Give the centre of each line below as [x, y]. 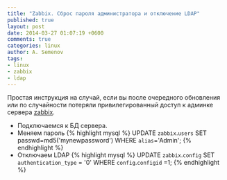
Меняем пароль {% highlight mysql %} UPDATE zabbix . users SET [112, 133]
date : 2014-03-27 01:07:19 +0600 [56, 33]
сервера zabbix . [31, 112]
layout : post [26, 26]
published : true [31, 20]
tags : [15, 59]
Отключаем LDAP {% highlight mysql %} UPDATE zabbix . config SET [116, 155]
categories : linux [34, 46]
